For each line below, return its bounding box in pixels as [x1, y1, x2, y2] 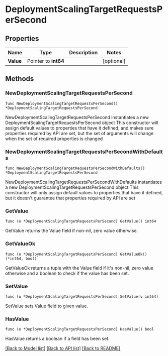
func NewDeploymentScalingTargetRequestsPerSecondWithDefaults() [5, 166, 145, 171]
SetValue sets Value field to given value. [5, 303, 88, 309]
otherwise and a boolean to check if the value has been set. [5, 270, 129, 276]
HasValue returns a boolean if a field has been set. [5, 335, 110, 342]
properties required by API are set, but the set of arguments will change [5, 130, 154, 136]
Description [69, 49, 98, 56]
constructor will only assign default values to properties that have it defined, [5, 189, 163, 195]
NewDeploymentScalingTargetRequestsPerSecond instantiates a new [5, 114, 149, 120]
